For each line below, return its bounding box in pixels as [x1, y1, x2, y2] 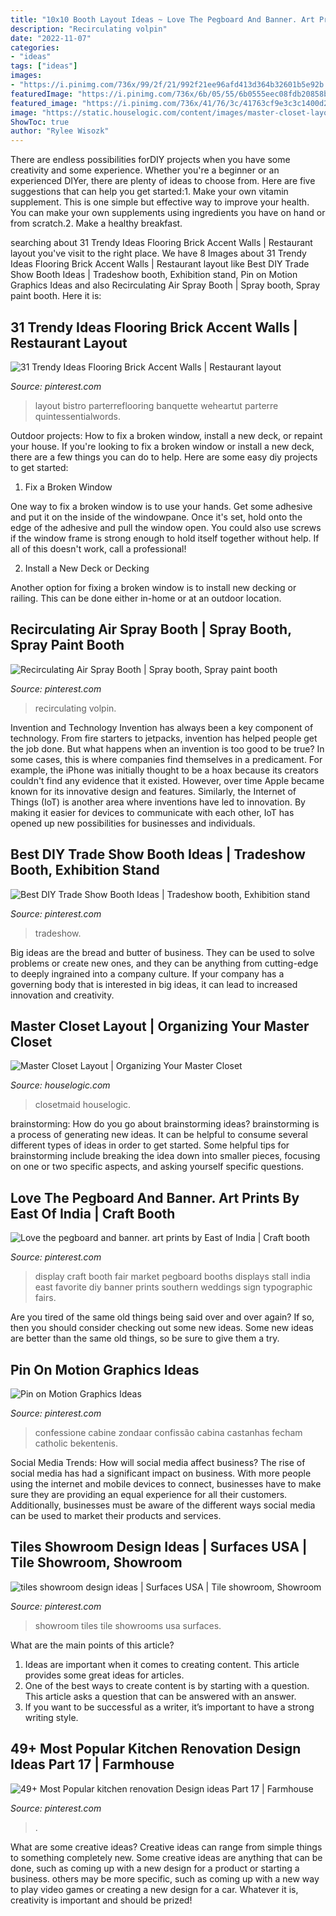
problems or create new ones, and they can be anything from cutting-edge [10, 957, 319, 969]
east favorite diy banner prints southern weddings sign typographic [34, 1281, 313, 1293]
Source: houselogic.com [10, 1079, 111, 1091]
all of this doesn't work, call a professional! [10, 542, 187, 555]
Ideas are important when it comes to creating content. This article [24, 1658, 300, 1670]
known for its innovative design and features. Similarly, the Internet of [10, 785, 297, 797]
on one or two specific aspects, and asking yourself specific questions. [10, 1161, 304, 1173]
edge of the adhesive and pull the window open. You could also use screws [10, 521, 322, 533]
